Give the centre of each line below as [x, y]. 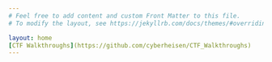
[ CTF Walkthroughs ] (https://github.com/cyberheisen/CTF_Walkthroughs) [130, 45]
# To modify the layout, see [57, 23]
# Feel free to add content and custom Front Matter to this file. [125, 16]
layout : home [30, 38]
